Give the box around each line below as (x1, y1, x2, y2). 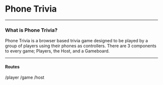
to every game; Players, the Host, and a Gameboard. (5, 48, 110, 54)
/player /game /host (5, 74, 45, 81)
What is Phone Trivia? (5, 27, 58, 34)
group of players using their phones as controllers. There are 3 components (5, 43, 157, 49)
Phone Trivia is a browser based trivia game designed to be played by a (5, 38, 148, 44)
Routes (5, 64, 20, 69)
